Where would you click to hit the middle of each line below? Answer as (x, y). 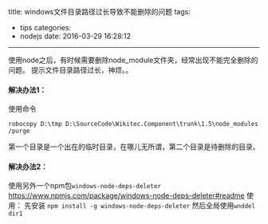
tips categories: (45, 28)
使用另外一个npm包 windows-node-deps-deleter (85, 186)
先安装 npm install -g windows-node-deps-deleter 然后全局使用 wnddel (140, 206)
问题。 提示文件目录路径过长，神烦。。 (71, 70)
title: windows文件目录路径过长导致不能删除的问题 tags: (100, 12)
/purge (19, 131)
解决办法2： (28, 167)
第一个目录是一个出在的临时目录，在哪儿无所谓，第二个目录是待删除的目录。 (134, 147)
